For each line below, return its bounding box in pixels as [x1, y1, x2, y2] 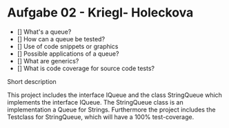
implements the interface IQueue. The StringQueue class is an [7, 98, 184, 106]
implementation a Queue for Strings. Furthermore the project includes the [7, 105, 216, 114]
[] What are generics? [17, 56, 79, 65]
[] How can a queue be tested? [17, 34, 106, 43]
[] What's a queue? [17, 28, 72, 36]
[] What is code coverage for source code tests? [17, 64, 155, 72]
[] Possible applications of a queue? [17, 50, 119, 58]
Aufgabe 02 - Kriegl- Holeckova [7, 5, 194, 21]
